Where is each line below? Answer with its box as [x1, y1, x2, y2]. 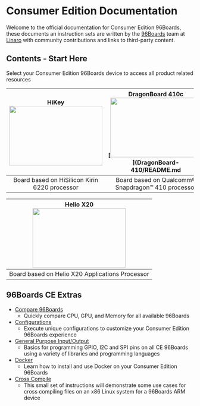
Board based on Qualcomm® [115, 175, 196, 184]
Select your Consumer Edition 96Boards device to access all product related [6, 70, 193, 77]
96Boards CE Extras [6, 290, 82, 300]
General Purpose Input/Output [14, 337, 89, 344]
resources [6, 75, 31, 83]
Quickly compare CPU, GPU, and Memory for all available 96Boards [23, 312, 189, 319]
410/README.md [130, 165, 182, 174]
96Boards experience [23, 331, 77, 338]
